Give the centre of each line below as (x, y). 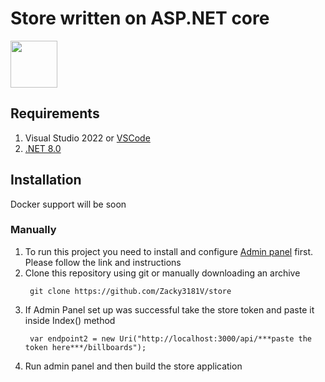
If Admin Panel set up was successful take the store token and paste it (169, 309)
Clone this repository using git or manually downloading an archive (162, 273)
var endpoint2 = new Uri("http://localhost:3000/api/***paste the (170, 338)
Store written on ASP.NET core (140, 18)
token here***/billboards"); (85, 347)
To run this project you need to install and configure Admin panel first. (169, 251)
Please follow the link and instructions (103, 262)
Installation (46, 180)
